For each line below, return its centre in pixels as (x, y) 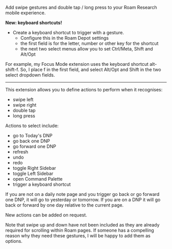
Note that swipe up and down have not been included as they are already (82, 225)
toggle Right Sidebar (34, 168)
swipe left (23, 99)
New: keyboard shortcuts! (34, 23)
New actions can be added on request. (46, 215)
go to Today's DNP (33, 135)
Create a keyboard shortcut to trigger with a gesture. (68, 32)
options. (14, 241)
